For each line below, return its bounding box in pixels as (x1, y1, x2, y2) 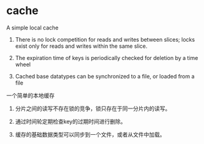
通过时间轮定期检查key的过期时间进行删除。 (15, 118, 126, 125)
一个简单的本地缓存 (6, 91, 55, 99)
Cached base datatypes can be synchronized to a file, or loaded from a (15, 72, 195, 80)
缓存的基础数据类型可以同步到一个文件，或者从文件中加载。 (15, 131, 166, 138)
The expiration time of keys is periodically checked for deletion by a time (15, 54, 199, 61)
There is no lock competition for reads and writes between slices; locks (15, 36, 195, 43)
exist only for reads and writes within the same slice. (15, 42, 148, 50)
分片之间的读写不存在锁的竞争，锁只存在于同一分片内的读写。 (15, 105, 171, 112)
